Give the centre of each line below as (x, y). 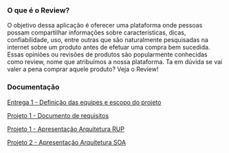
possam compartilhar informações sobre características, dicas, (97, 32)
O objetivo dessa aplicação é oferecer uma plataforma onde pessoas (105, 25)
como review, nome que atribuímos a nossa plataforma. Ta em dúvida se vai (115, 62)
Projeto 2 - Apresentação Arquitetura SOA (66, 142)
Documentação (33, 87)
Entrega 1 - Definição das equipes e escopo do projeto (84, 102)
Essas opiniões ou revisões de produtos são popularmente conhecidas (107, 54)
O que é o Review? (39, 10)
